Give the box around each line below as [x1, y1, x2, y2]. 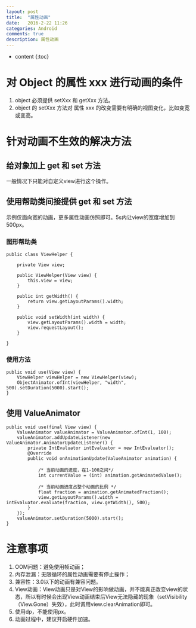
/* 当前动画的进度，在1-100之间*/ [38, 467, 114, 473]
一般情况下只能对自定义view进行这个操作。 [6, 177, 112, 184]
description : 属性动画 [6, 36, 59, 42]
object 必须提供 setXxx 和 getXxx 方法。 [14, 96, 114, 103]
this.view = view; [27, 278, 73, 284]
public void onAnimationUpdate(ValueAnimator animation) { [27, 456, 178, 462]
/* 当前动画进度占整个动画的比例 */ [38, 484, 117, 490]
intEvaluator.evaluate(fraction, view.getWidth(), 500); [6, 500, 151, 506]
